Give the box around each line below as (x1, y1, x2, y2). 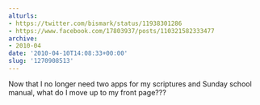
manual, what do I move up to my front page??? (8, 87, 167, 97)
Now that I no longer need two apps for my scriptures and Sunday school (8, 78, 252, 89)
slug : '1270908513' (8, 57, 74, 65)
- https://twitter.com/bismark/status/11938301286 (8, 19, 182, 27)
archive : (8, 34, 38, 43)
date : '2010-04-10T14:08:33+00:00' (8, 49, 128, 57)
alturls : (8, 11, 38, 20)
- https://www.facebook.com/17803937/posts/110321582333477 (8, 27, 216, 35)
